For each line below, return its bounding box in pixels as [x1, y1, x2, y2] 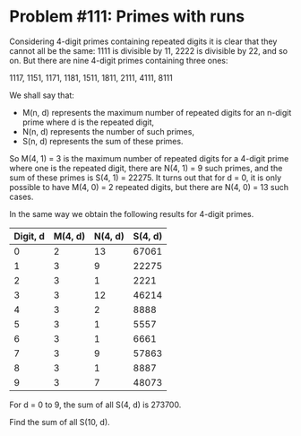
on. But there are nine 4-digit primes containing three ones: [9, 55, 228, 65]
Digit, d [13, 230, 45, 242]
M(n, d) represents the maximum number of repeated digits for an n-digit [21, 107, 292, 118]
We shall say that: [9, 90, 74, 100]
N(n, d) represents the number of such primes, [21, 126, 195, 136]
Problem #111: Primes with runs [9, 6, 245, 27]
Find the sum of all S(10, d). [9, 416, 110, 427]
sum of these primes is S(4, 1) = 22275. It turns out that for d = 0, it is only [9, 172, 282, 183]
